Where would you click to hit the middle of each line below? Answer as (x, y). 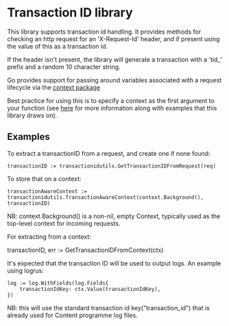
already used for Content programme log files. (73, 315)
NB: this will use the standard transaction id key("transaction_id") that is (109, 307)
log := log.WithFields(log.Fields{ (58, 283)
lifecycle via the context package (54, 87)
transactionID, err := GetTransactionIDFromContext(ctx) (85, 250)
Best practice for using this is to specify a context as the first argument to (111, 100)
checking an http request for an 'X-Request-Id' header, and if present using (113, 38)
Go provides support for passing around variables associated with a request (114, 80)
